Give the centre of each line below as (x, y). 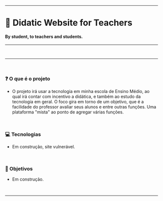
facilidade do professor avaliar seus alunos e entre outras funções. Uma (84, 107)
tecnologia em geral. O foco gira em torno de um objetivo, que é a (78, 101)
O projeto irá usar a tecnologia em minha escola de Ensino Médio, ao (81, 91)
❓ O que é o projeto (28, 79)
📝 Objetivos (19, 168)
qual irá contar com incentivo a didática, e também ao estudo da (76, 96)
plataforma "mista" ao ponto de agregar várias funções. (68, 112)
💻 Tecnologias (23, 134)
